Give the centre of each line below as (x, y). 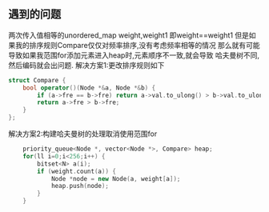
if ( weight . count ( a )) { (76, 171)
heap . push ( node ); (80, 186)
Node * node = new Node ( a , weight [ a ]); (116, 178)
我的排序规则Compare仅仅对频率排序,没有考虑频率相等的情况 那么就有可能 (137, 45)
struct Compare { (37, 80)
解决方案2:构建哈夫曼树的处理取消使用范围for (83, 134)
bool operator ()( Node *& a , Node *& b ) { (89, 88)
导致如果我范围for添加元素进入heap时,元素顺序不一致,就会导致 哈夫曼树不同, (134, 55)
